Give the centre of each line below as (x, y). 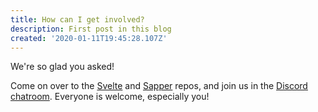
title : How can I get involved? (77, 19)
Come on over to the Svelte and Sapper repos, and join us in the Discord (159, 86)
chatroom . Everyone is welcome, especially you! (110, 97)
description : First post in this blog (91, 29)
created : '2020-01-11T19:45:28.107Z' (89, 38)
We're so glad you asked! (62, 67)
